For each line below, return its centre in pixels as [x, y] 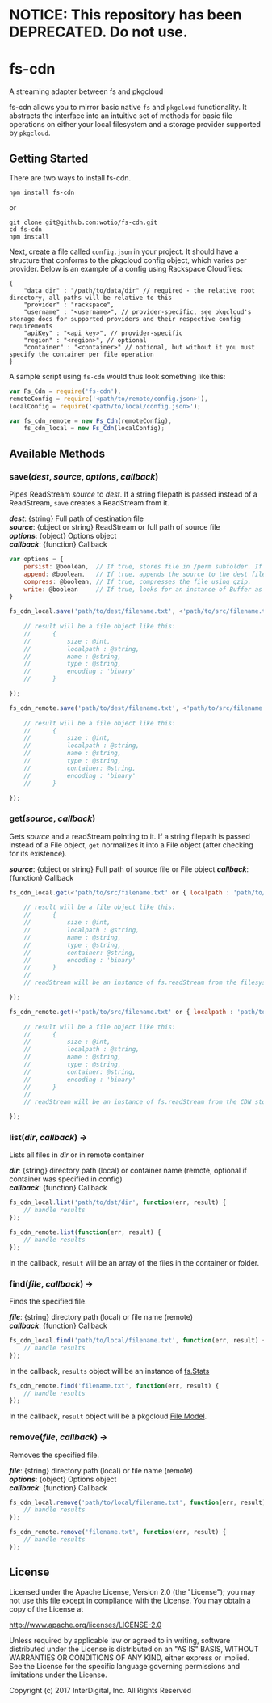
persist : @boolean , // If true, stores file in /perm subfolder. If [143, 566]
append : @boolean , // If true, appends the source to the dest [136, 574]
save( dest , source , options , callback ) [84, 476]
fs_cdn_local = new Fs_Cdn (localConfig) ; [94, 429]
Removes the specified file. [54, 1455]
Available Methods [57, 453]
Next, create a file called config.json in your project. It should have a [124, 251]
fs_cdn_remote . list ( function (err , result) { [85, 1232]
